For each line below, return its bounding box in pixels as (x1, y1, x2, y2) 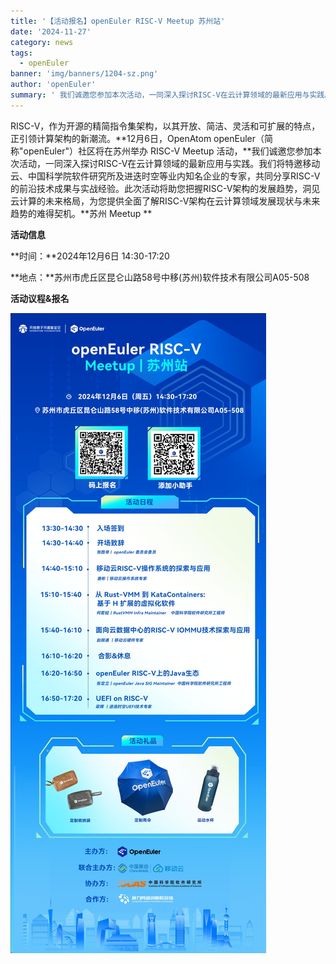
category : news (10, 37, 74, 47)
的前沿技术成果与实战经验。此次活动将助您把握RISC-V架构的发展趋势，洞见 (10, 182, 321, 194)
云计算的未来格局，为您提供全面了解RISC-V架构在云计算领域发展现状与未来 (10, 195, 321, 207)
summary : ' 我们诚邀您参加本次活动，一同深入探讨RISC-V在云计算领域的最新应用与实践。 (10, 90, 333, 100)
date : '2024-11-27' (10, 26, 92, 37)
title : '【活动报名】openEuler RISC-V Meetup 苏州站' (10, 16, 226, 26)
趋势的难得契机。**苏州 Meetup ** (10, 207, 153, 219)
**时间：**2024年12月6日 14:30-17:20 (10, 250, 170, 262)
